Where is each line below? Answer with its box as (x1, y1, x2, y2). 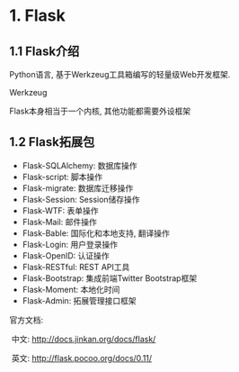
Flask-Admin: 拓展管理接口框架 (22, 295, 137, 306)
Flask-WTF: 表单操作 (22, 204, 99, 216)
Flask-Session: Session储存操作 (22, 194, 141, 204)
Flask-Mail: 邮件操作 (22, 216, 97, 227)
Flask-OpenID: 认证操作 (22, 250, 110, 261)
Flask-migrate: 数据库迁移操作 (22, 182, 134, 194)
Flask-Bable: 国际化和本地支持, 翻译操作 (22, 227, 171, 239)
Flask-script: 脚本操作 (22, 171, 103, 182)
